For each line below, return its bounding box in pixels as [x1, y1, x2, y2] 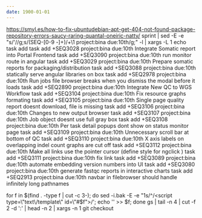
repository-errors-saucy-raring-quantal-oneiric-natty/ [6, 31, 140, 39]
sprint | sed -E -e [141, 31, 184, 39]
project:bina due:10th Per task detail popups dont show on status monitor [6, 122, 189, 129]
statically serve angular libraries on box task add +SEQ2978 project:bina [6, 70, 186, 78]
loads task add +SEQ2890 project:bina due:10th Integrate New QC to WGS [6, 83, 192, 91]
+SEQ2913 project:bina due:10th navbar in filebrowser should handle [6, 173, 177, 180]
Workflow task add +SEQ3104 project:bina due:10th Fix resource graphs [6, 90, 186, 97]
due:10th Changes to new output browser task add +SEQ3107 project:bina [6, 109, 191, 116]
